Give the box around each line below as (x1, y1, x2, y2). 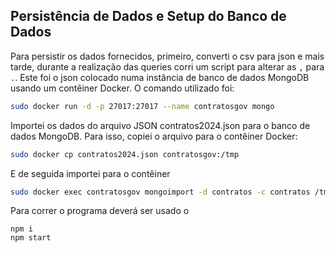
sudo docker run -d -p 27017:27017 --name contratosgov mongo (10, 101, 275, 111)
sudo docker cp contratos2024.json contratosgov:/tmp (10, 149, 240, 159)
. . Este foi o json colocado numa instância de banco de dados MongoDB (10, 71, 310, 83)
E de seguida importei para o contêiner (10, 167, 171, 179)
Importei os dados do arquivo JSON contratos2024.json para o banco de (10, 119, 311, 131)
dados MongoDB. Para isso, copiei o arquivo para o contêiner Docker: (10, 130, 298, 142)
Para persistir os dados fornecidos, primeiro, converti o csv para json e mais (10, 50, 325, 62)
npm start (10, 233, 52, 243)
